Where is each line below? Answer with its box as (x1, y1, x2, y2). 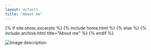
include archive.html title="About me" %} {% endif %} (5, 30, 114, 36)
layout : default (5, 7, 38, 12)
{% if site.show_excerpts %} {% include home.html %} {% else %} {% (5, 25, 147, 31)
